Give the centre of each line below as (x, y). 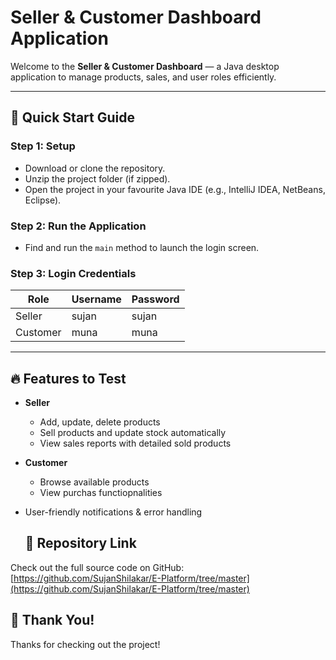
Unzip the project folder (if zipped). (97, 178)
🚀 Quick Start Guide (72, 117)
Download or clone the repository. (95, 168)
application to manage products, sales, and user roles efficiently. (143, 77)
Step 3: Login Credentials (73, 273)
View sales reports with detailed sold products (135, 443)
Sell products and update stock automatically (133, 433)
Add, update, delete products (100, 422)
